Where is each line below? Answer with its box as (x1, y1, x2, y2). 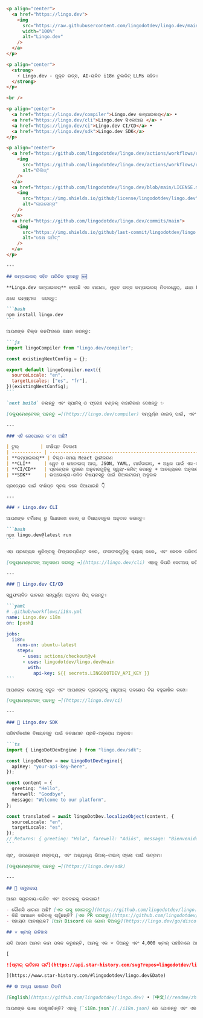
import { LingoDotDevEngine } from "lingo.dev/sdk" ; (6, 747, 142, 753)
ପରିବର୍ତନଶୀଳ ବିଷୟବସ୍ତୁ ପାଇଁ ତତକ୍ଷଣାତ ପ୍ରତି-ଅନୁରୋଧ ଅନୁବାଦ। (6, 730, 133, 736)
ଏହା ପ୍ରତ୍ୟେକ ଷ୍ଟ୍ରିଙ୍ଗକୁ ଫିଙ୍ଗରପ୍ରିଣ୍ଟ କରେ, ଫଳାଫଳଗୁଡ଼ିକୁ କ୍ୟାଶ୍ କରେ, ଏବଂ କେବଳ (6, 548, 182, 554)
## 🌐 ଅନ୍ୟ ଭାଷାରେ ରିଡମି (6, 984, 62, 990)
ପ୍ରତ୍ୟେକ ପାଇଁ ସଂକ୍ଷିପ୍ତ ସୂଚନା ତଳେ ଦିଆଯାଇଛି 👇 (6, 482, 105, 489)
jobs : (6, 631, 20, 637)
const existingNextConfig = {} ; (6, 355, 88, 362)
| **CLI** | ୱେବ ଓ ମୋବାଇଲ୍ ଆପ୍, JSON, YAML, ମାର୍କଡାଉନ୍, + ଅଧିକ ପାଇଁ (6, 461, 184, 467)
